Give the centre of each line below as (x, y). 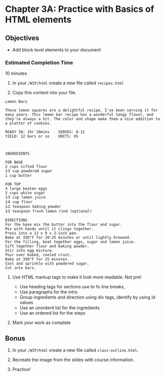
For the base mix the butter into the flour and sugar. (64, 225)
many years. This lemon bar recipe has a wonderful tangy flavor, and (79, 115)
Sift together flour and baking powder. (47, 246)
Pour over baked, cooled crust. (38, 255)
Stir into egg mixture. (30, 251)
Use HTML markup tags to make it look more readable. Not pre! (77, 277)
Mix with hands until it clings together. (49, 229)
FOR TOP (13, 184)
